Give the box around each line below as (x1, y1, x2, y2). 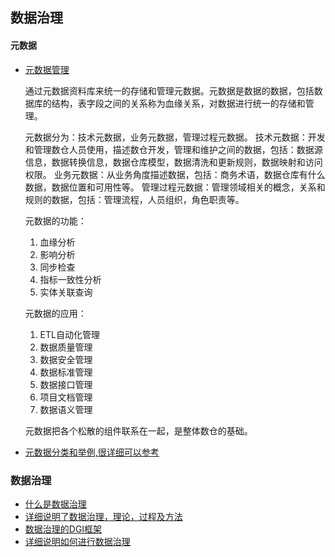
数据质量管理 (39, 341, 93, 353)
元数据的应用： (24, 307, 87, 319)
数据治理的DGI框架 (24, 523, 103, 535)
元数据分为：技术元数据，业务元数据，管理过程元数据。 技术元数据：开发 (24, 131, 326, 143)
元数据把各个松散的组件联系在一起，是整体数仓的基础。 (24, 424, 253, 437)
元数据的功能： (24, 214, 87, 227)
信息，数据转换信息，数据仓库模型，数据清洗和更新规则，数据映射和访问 (24, 156, 323, 168)
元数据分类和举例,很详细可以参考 (24, 446, 160, 458)
